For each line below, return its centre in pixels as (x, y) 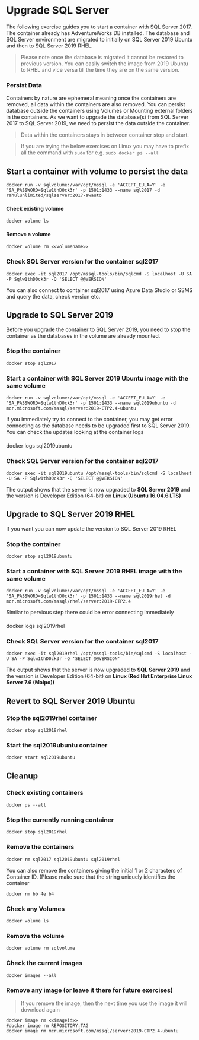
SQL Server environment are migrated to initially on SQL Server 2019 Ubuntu (99, 39)
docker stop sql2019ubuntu (39, 557)
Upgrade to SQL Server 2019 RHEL (70, 514)
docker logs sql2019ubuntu (39, 445)
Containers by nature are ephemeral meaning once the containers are (91, 98)
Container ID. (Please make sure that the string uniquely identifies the (91, 877)
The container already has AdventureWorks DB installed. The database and (98, 33)
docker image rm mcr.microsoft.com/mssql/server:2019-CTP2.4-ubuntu (92, 1031)
